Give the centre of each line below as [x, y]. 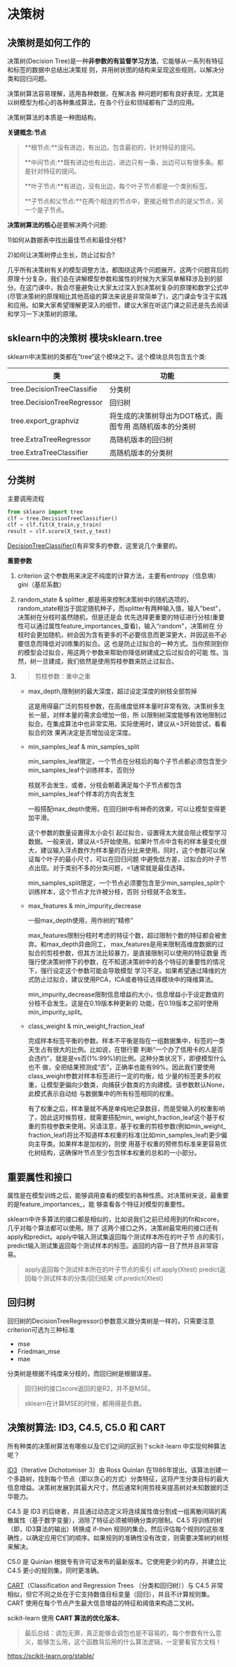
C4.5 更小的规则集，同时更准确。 [55, 1570]
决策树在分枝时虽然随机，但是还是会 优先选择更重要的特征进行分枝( [115, 617]
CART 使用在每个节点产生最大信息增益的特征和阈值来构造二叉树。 [103, 1603]
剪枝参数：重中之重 [63, 676]
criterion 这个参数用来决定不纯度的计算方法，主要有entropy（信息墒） [118, 576]
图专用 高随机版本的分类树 [153, 426]
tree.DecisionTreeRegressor [57, 402]
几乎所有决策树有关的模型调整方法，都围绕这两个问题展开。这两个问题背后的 [118, 270]
